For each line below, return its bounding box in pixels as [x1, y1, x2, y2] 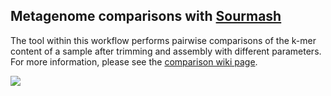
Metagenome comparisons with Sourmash [10, 8, 282, 25]
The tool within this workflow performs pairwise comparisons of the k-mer [10, 34, 317, 46]
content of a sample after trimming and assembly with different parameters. [10, 45, 322, 57]
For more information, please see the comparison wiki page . [10, 55, 258, 68]
